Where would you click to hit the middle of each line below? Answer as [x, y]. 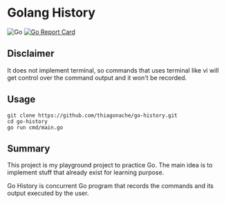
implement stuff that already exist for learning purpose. [86, 173]
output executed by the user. [48, 193]
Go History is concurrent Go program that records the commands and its [111, 186]
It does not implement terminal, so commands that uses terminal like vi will [113, 70]
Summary [29, 148]
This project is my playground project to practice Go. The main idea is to [110, 165]
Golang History [51, 13]
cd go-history [28, 121]
